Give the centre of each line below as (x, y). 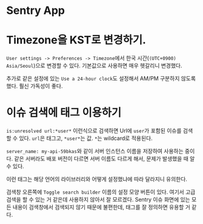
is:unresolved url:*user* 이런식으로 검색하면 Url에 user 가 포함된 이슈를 (94, 131)
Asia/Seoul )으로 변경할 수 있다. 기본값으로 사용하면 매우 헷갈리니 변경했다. (95, 66)
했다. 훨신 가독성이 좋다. (35, 86)
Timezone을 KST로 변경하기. (76, 40)
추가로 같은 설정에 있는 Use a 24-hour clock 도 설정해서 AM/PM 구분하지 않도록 (101, 79)
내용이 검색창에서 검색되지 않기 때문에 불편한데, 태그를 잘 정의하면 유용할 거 (101, 207)
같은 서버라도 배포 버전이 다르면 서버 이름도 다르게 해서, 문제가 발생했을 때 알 (105, 159)
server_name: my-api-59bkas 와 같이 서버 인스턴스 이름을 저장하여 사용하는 (95, 151)
